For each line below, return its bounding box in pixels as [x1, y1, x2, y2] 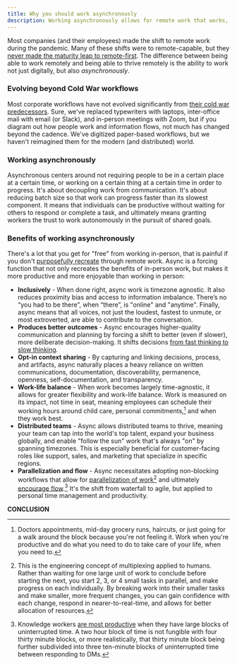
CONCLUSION [7, 505, 49, 513]
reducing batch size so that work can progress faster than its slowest [7, 193, 208, 202]
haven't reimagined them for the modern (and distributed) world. [7, 137, 195, 145]
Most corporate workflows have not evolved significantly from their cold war [7, 99, 230, 108]
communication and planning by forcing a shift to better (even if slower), [17, 331, 228, 339]
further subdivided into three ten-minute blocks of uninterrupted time [17, 642, 219, 651]
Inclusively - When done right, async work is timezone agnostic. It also [17, 286, 226, 294]
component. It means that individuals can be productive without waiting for [7, 201, 226, 209]
